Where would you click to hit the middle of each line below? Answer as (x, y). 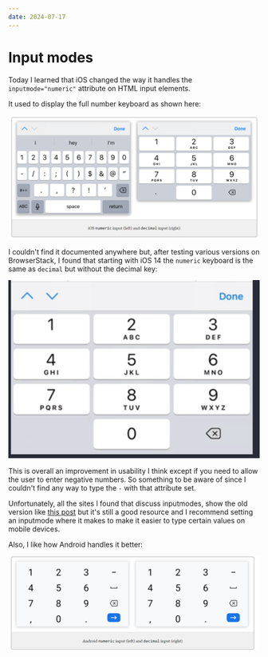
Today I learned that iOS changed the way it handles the (100, 79)
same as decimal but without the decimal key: (83, 269)
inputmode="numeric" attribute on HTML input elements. (100, 88)
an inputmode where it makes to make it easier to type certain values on (127, 521)
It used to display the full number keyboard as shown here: (105, 103)
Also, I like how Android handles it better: (76, 545)
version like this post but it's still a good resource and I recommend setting (131, 512)
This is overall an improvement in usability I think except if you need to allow (133, 471)
